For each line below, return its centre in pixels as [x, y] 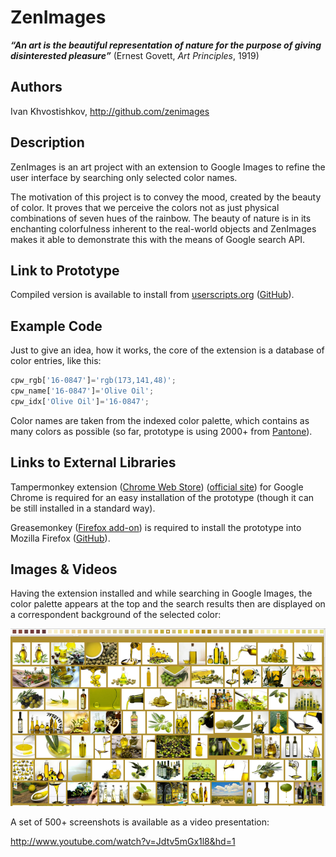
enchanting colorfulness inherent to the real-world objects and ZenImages [163, 228]
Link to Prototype [65, 270]
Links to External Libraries [93, 462]
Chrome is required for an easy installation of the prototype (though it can [162, 497]
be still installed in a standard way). [83, 508]
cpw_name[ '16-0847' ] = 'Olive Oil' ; [82, 391]
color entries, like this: [56, 361]
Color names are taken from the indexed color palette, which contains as [160, 420]
